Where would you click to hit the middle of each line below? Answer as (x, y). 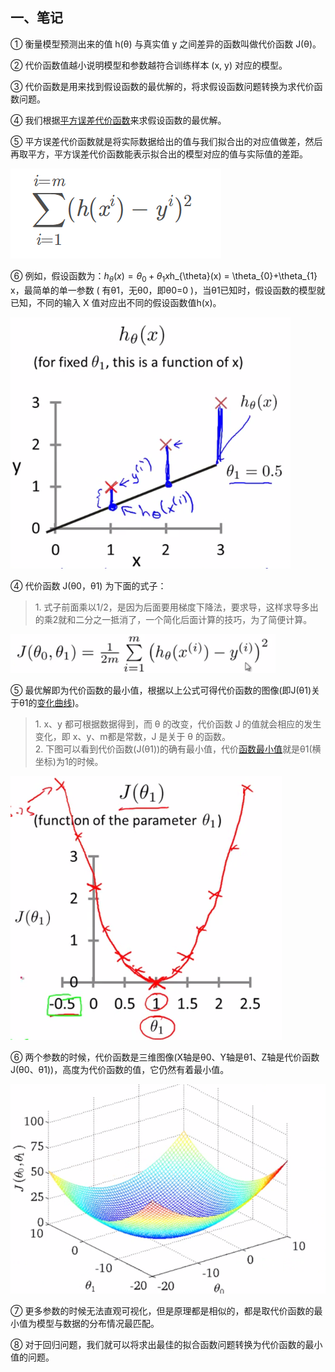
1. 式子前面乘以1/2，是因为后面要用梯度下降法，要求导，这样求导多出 (176, 607)
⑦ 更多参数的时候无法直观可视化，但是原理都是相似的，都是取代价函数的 (162, 1311)
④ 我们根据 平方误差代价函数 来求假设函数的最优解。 (118, 120)
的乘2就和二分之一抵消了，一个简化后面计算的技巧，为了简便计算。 (173, 619)
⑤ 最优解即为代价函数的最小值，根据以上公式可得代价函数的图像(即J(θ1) (161, 690)
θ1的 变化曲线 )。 (51, 702)
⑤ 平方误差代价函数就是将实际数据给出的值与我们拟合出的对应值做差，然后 (166, 141)
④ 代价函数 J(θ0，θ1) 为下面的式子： (88, 585)
